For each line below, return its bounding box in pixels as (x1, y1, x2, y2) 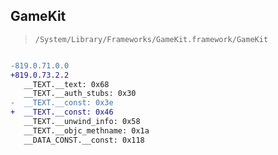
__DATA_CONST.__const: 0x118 (23, 135, 145, 145)
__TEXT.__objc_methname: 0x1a (23, 125, 150, 136)
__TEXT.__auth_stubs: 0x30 (23, 89, 137, 99)
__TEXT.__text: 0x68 (23, 79, 110, 89)
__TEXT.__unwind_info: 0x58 (23, 117, 141, 127)
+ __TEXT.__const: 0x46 (10, 107, 114, 118)
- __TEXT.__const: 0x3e (10, 98, 114, 108)
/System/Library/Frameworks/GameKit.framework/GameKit (34, 34, 269, 44)
